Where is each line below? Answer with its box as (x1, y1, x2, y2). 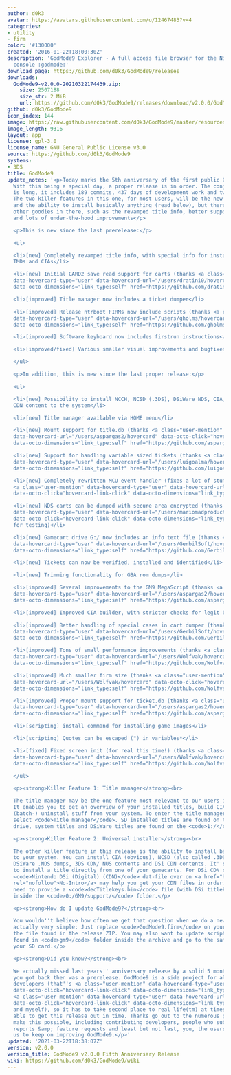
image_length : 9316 (7, 125, 63, 132)
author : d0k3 (7, 10, 45, 17)
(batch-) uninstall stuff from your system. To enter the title (13, 810, 201, 817)
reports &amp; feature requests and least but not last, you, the (13, 1025, 208, 1032)
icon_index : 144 (7, 112, 54, 119)
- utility (7, 29, 36, 36)
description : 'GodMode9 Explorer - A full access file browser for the (7, 55, 217, 62)
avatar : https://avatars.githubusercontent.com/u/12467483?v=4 (7, 17, 192, 23)
